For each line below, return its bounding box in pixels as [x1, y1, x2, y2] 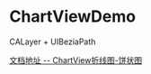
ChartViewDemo [9, 6, 137, 27]
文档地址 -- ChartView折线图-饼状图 [9, 54, 142, 65]
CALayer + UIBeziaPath [9, 36, 96, 47]
